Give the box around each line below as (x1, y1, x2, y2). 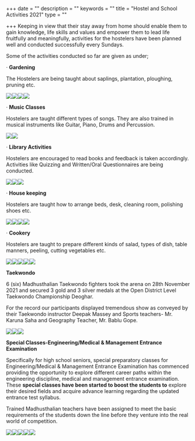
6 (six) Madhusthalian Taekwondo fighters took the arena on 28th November (6, 281, 190, 287)
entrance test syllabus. (6, 394, 61, 401)
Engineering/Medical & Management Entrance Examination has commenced (6, 363, 189, 370)
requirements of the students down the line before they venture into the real (6, 412, 189, 418)
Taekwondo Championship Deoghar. (6, 293, 94, 300)
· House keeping (6, 190, 47, 197)
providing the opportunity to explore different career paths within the (6, 369, 172, 376)
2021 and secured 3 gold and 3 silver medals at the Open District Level (6, 287, 176, 294)
